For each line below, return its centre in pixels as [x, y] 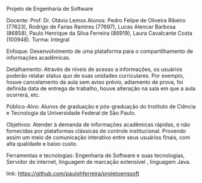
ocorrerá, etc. [23, 95]
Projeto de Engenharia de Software [50, 9]
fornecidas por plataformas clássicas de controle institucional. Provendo [96, 131]
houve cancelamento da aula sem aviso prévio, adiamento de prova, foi [95, 82]
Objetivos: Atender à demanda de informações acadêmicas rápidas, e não [98, 125]
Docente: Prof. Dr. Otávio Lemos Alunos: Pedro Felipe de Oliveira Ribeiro [96, 20]
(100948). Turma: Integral [38, 39]
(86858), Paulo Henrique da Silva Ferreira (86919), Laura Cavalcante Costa [99, 33]
